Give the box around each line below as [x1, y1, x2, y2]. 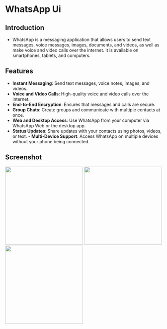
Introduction [5, 23, 45, 32]
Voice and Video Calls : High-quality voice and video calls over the [12, 91, 149, 97]
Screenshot [5, 153, 42, 162]
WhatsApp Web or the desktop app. [12, 122, 86, 128]
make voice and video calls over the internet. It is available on [12, 47, 139, 53]
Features [5, 67, 33, 75]
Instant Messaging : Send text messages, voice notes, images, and [12, 80, 150, 86]
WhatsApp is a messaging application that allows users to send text [12, 36, 151, 42]
